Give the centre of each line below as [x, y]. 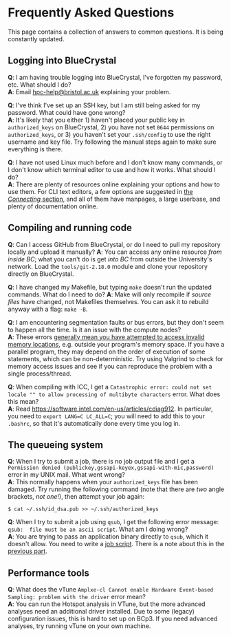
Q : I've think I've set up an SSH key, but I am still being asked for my [104, 105]
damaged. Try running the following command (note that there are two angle [116, 489]
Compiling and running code [70, 228]
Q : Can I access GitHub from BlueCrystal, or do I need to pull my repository [114, 244]
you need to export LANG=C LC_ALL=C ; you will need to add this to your [107, 416]
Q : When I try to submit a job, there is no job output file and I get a [101, 462]
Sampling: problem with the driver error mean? [77, 597]
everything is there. [35, 149]
